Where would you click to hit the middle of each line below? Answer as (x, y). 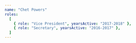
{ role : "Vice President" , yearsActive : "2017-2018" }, (73, 23)
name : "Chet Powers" (26, 10)
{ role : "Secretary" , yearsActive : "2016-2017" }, (67, 28)
